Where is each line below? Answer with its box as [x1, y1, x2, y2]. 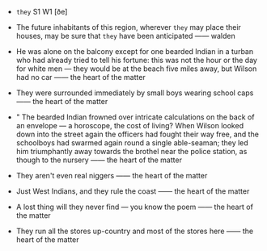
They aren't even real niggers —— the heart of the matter [15, 171, 208, 180]
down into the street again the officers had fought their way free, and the [15, 129, 259, 139]
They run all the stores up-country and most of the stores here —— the [15, 226, 253, 236]
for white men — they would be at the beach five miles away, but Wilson [15, 64, 257, 73]
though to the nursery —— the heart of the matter [15, 155, 182, 165]
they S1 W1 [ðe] [15, 7, 68, 16]
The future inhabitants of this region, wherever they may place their [15, 23, 241, 31]
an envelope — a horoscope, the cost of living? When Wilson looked [15, 121, 244, 130]
